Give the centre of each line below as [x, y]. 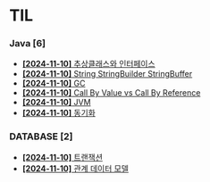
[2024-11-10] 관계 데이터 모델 [76, 168]
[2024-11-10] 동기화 [59, 113]
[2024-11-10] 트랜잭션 [62, 157]
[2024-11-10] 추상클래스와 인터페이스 [88, 64]
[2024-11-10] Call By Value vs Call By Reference [111, 93]
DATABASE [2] [41, 136]
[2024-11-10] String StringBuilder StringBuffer [107, 74]
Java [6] [28, 44]
